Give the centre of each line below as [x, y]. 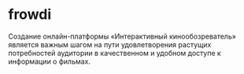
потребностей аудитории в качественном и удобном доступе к [115, 53]
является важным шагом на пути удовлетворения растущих [110, 44]
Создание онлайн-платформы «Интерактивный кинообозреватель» [122, 36]
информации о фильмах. [50, 61]
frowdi [30, 15]
